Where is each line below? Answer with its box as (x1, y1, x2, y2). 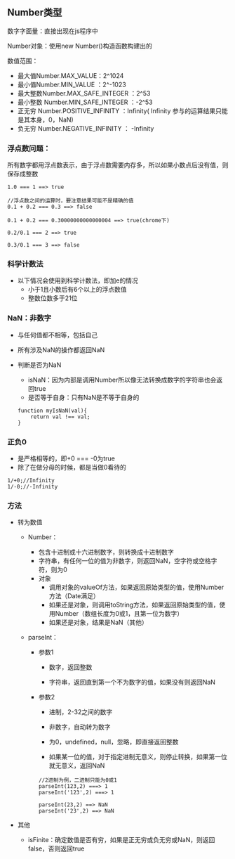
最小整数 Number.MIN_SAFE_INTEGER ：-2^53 (17, 98, 153, 106)
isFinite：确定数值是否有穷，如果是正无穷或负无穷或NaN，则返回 (27, 836, 215, 844)
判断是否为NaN (17, 361, 62, 369)
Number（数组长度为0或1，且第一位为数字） (55, 609, 184, 618)
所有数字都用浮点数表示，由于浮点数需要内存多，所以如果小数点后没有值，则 (7, 161, 229, 169)
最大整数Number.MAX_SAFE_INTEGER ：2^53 (17, 89, 151, 97)
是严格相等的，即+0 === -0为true (17, 454, 116, 463)
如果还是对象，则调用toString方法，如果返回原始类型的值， (48, 600, 220, 609)
